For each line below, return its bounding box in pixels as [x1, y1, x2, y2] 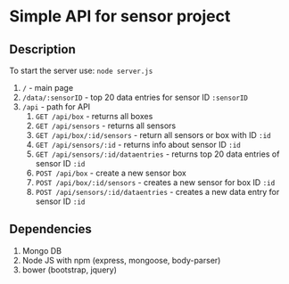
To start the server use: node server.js [9, 65, 153, 76]
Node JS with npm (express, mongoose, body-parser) [21, 255, 221, 265]
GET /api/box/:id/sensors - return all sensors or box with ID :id [35, 130, 272, 140]
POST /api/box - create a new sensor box [35, 167, 187, 178]
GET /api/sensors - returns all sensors [35, 120, 177, 131]
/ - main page [21, 83, 74, 93]
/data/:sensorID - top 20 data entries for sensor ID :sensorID [21, 92, 248, 102]
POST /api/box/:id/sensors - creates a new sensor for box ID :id [35, 177, 276, 188]
